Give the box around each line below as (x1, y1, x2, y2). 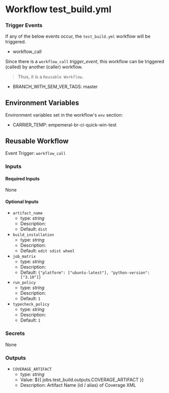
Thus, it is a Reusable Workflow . (17, 74, 83, 80)
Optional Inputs (5, 198, 39, 204)
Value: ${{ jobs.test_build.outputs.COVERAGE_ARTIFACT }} (20, 377, 144, 383)
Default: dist (20, 226, 47, 232)
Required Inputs (5, 175, 40, 181)
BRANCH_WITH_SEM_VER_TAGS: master (12, 84, 98, 90)
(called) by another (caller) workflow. (5, 64, 83, 70)
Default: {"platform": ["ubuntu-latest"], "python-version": (20, 269, 150, 276)
